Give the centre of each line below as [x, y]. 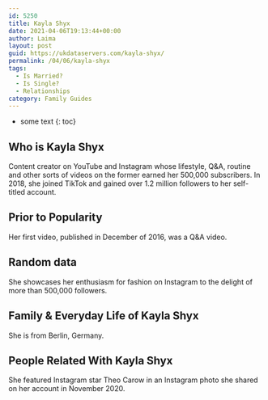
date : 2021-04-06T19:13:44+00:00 [65, 31]
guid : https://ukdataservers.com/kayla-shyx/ [86, 53]
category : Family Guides [50, 99]
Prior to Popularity [55, 218]
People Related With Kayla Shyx [91, 360]
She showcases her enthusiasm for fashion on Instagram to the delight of [131, 282]
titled [17, 192]
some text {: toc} [48, 121]
